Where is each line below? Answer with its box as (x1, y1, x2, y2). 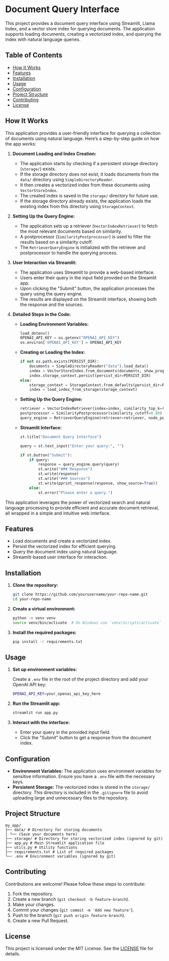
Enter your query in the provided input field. (20, 729, 111, 735)
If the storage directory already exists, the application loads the (20, 198, 151, 204)
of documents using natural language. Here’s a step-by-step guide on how (5, 135, 159, 141)
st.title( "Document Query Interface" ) (20, 434, 102, 439)
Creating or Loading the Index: (20, 349, 86, 356)
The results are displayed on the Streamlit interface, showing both (20, 296, 157, 302)
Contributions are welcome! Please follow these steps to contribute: (5, 881, 146, 887)
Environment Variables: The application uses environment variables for (12, 768, 162, 774)
